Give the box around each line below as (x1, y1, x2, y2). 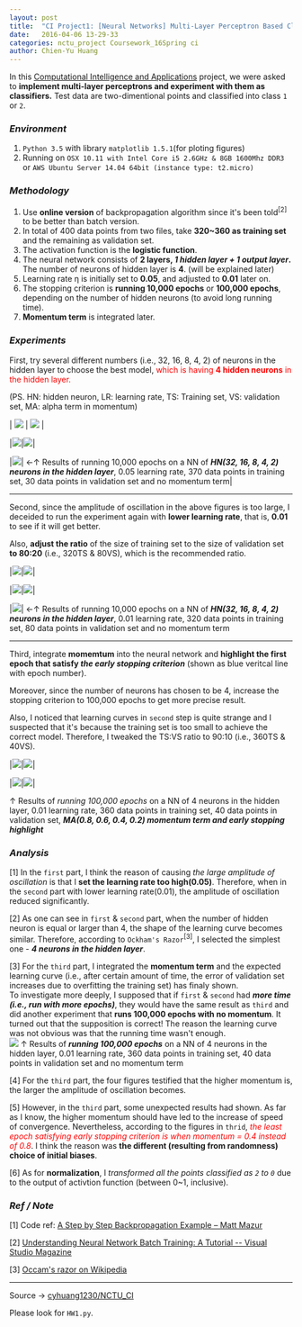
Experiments (9, 334, 67, 347)
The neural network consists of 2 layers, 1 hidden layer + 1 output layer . (22, 254, 292, 266)
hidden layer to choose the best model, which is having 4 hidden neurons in (9, 364, 292, 375)
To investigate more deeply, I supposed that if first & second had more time (9, 989, 292, 1000)
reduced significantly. (9, 895, 90, 906)
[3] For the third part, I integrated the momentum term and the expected (9, 961, 281, 971)
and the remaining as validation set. (22, 235, 155, 246)
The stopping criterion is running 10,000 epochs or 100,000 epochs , (22, 283, 281, 293)
